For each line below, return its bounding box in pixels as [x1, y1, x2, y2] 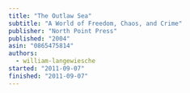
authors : [8, 49, 38, 57]
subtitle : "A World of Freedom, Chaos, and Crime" [8, 19, 183, 27]
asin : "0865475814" [8, 42, 74, 50]
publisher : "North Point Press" [8, 27, 117, 35]
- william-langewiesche [15, 57, 95, 66]
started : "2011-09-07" [8, 65, 85, 73]
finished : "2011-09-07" [8, 72, 89, 80]
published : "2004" [8, 34, 70, 43]
